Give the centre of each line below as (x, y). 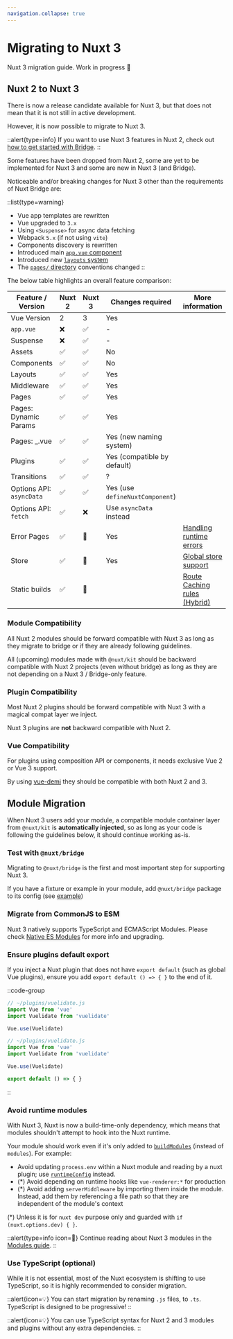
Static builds (31, 589)
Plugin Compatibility (42, 692)
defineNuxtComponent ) (141, 496)
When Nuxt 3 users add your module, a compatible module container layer (114, 820)
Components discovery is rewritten (67, 245)
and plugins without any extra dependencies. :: (74, 1328)
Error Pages (30, 537)
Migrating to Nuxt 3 (64, 47)
